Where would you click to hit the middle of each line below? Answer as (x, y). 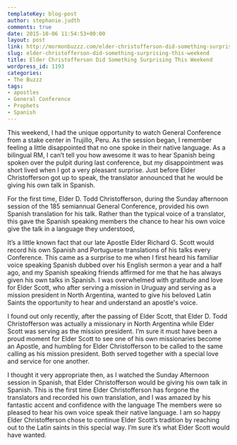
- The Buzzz (25, 79)
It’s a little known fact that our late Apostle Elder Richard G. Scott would (111, 242)
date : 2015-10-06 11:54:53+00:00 (56, 34)
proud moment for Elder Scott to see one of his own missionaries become (114, 338)
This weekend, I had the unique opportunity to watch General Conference (114, 132)
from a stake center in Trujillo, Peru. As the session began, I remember (110, 140)
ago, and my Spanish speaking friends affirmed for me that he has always (115, 272)
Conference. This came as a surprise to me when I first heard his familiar (113, 257)
